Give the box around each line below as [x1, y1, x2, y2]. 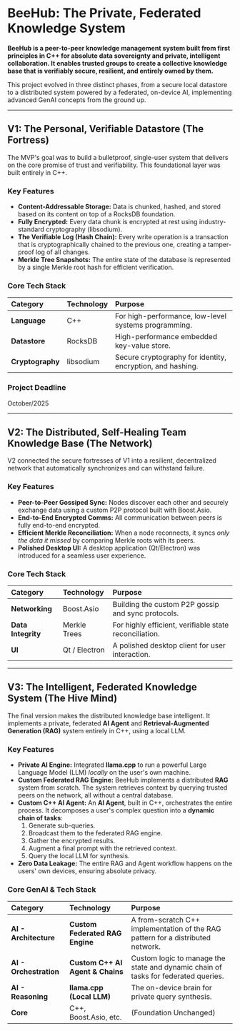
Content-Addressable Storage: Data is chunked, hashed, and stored [17, 202, 221, 211]
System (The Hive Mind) [7, 693, 118, 705]
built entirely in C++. [7, 168, 68, 176]
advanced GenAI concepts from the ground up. [7, 95, 146, 104]
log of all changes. [35, 248, 91, 256]
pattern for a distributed [131, 933, 211, 943]
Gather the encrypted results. [28, 837, 116, 845]
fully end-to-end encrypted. [17, 520, 101, 529]
